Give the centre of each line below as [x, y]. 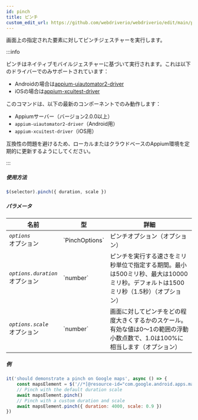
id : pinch [18, 12]
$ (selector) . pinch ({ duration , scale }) [57, 192]
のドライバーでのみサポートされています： [57, 71]
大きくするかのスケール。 [151, 321]
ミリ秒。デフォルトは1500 [147, 283]
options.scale [29, 325]
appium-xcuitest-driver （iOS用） [56, 131]
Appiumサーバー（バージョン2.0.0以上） [64, 116]
